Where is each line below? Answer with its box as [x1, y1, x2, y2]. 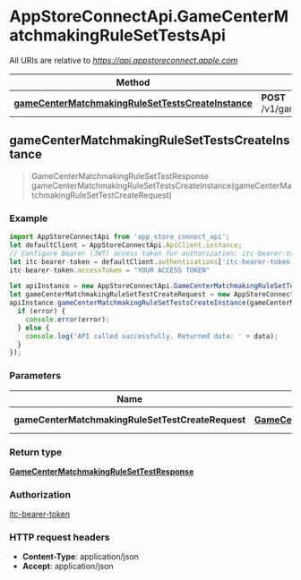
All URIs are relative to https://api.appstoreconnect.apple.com [9, 55, 238, 65]
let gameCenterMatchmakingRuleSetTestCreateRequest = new [9, 290, 230, 299]
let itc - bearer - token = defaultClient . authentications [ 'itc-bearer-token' [9, 257, 295, 266]
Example [9, 212, 48, 225]
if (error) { [17, 307, 66, 316]
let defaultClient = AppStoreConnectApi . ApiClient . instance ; [9, 240, 243, 250]
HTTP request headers [9, 531, 110, 543]
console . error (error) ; [25, 315, 110, 324]
